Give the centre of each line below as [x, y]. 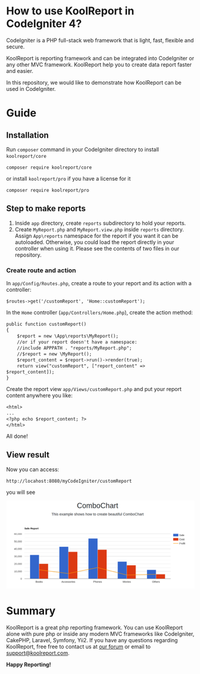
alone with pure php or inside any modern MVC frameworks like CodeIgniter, [100, 634]
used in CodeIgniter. [31, 89]
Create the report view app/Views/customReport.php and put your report [94, 389]
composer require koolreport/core [49, 167]
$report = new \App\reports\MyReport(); [68, 336]
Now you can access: [33, 469]
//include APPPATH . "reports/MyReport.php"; [75, 348]
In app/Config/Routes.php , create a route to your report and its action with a [99, 283]
